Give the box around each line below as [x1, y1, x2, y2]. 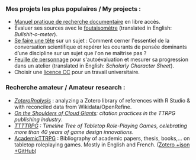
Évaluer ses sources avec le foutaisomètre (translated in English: [14, 24, 172, 31]
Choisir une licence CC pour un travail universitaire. [14, 69, 140, 76]
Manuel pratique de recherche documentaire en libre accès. [14, 18, 160, 25]
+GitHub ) [14, 147, 37, 154]
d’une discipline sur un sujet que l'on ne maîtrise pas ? [14, 50, 147, 57]
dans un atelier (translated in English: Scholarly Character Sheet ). [14, 62, 175, 69]
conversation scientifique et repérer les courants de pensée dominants [14, 43, 187, 50]
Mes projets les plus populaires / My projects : [5, 5, 142, 13]
